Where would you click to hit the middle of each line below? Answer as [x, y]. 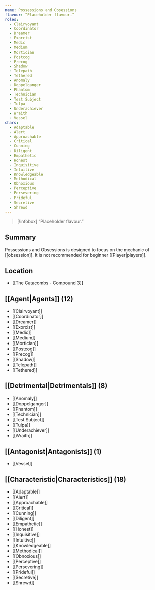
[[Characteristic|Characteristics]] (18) [65, 480]
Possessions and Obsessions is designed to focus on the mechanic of [77, 250]
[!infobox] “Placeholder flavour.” [50, 222]
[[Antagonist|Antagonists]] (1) [53, 452]
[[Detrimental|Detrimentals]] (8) [56, 386]
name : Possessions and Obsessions [41, 10]
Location [19, 271]
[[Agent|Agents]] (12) [39, 299]
